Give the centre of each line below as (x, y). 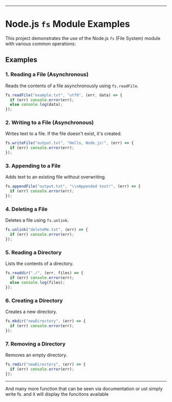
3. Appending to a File (33, 166)
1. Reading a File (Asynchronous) (47, 74)
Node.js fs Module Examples (68, 24)
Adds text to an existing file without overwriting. (56, 177)
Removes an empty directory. (36, 355)
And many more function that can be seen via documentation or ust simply (84, 389)
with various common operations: (40, 44)
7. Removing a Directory (35, 343)
